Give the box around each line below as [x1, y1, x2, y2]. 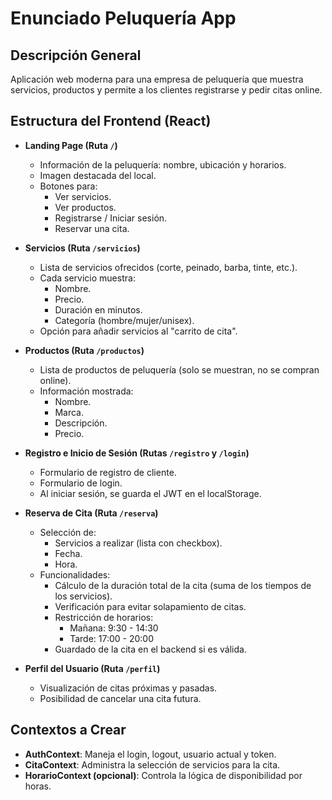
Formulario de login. [39, 477, 123, 489]
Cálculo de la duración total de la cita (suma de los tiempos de [54, 579, 312, 591]
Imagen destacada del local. [39, 169, 157, 181]
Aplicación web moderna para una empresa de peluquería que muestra [10, 73, 304, 85]
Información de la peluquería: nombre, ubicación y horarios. [39, 158, 287, 171]
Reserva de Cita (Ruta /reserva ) [24, 507, 159, 519]
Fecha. [54, 547, 83, 559]
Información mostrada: [39, 385, 134, 397]
